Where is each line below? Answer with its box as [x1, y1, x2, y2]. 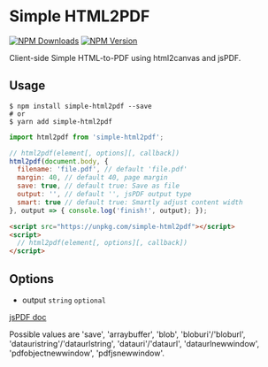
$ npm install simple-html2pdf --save [9, 102, 152, 111]
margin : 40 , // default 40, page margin [17, 173, 168, 182]
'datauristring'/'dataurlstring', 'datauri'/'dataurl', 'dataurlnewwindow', [9, 338, 260, 348]
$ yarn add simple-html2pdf [9, 117, 113, 126]
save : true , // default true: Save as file [17, 181, 180, 191]
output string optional [21, 294, 106, 305]
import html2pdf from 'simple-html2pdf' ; [9, 133, 165, 141]
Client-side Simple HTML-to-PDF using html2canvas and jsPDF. [9, 52, 241, 63]
